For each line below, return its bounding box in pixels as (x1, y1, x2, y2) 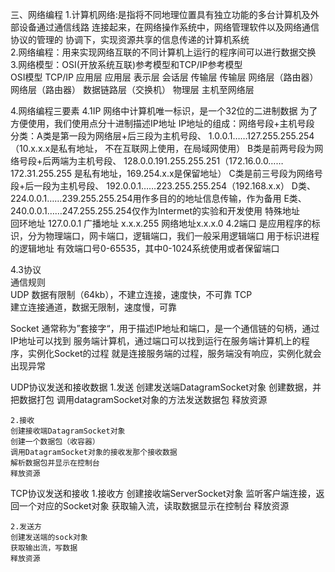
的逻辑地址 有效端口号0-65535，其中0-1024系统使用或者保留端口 (10, 243, 280, 254)
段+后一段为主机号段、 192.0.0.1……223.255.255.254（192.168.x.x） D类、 (10, 180, 316, 192)
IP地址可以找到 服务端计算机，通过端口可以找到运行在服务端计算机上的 (10, 335, 302, 347)
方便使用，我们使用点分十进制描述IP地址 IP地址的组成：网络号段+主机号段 (10, 118, 315, 129)
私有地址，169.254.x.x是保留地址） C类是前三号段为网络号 (83, 168, 323, 179)
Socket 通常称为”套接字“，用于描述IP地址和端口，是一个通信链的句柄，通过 (10, 323, 320, 334)
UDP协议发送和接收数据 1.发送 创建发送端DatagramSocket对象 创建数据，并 (10, 381, 322, 393)
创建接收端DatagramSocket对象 (10, 426, 126, 436)
